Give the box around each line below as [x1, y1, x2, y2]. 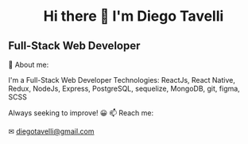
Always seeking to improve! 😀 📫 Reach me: [8, 108, 154, 118]
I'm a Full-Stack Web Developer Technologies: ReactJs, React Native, [8, 76, 236, 84]
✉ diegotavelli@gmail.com [8, 126, 95, 136]
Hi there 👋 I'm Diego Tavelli [43, 7, 224, 25]
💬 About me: [8, 60, 49, 69]
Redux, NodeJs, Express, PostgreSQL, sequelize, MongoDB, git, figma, [8, 84, 240, 93]
